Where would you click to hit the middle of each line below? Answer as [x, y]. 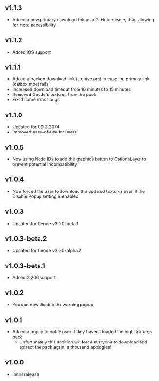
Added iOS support [31, 52]
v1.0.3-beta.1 [25, 266]
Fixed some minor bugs [36, 100]
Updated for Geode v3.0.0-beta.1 [45, 223]
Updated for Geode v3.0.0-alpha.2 [47, 250]
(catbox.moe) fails [30, 84]
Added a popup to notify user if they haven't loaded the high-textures [82, 331]
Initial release [25, 374]
